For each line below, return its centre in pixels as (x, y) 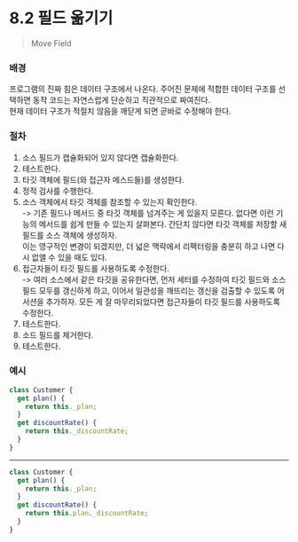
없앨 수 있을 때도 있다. (70, 257)
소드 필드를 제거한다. (58, 334)
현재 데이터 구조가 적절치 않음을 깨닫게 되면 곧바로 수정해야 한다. (121, 111)
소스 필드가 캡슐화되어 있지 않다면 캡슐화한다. (100, 157)
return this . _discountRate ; (77, 431)
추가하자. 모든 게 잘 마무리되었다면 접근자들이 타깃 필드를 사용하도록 (163, 302)
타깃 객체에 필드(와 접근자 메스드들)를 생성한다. (103, 179)
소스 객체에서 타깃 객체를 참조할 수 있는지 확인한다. (110, 201)
